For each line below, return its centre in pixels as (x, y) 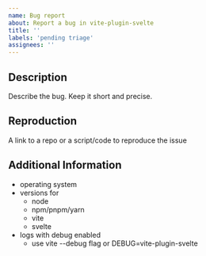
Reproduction (43, 121)
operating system (48, 184)
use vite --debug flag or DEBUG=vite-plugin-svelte (114, 243)
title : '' (25, 30)
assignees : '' (32, 45)
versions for (39, 193)
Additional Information (65, 165)
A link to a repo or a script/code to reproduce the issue (98, 140)
